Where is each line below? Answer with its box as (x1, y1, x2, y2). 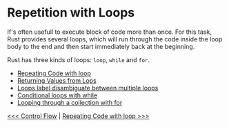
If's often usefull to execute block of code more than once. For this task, (7, 28, 212, 36)
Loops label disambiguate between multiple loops (17, 84, 159, 92)
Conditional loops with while (17, 91, 98, 99)
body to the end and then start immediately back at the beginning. (7, 42, 195, 50)
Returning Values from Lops (17, 76, 97, 84)
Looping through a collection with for (17, 98, 123, 106)
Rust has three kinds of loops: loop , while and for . (7, 55, 150, 63)
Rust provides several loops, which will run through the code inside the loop (7, 35, 223, 43)
